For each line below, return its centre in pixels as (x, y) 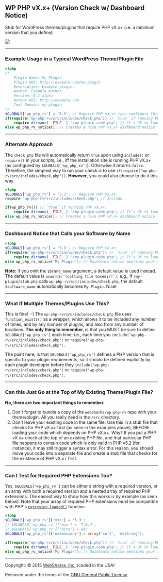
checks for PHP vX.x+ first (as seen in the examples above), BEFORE (81, 428)
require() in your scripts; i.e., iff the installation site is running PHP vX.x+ (78, 160)
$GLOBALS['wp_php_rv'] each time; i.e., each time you (58, 334)
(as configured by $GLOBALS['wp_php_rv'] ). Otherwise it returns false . (74, 165)
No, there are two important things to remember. (55, 403)
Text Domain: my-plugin (38, 105)
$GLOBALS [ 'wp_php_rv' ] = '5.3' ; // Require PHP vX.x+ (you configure (77, 114)
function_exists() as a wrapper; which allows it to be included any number (81, 319)
